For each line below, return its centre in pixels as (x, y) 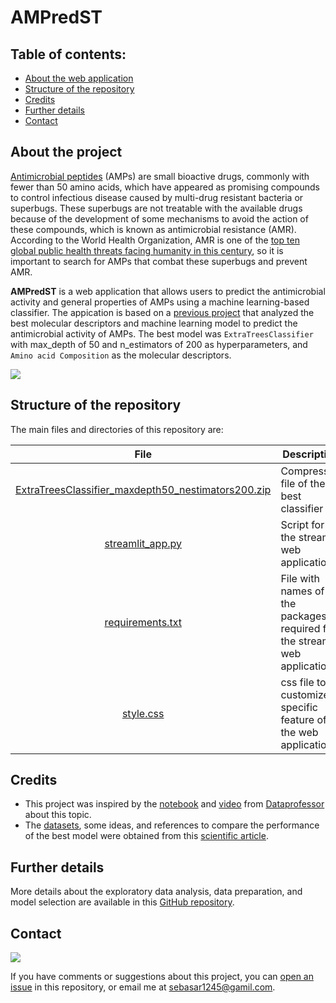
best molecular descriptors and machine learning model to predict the (154, 323)
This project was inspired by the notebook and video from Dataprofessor (174, 804)
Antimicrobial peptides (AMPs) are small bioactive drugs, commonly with (160, 176)
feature (297, 719)
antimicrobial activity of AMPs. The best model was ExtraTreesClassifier (162, 333)
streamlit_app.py (143, 543)
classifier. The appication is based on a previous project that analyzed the (162, 312)
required (300, 628)
